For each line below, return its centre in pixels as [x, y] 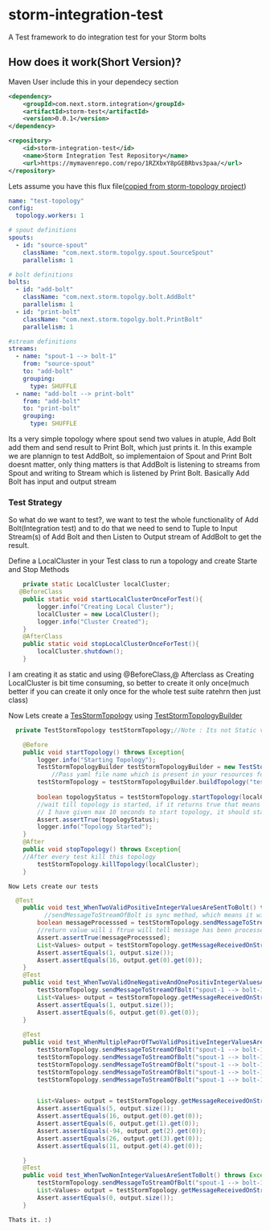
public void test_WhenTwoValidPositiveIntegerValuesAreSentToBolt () [140, 908]
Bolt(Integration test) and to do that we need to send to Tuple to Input [123, 529]
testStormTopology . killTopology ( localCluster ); [118, 864]
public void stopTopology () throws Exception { [102, 849]
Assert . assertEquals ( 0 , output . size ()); [106, 1198]
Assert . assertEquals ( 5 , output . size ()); [106, 1109]
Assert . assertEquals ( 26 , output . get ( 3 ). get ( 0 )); [120, 1139]
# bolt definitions [41, 275]
